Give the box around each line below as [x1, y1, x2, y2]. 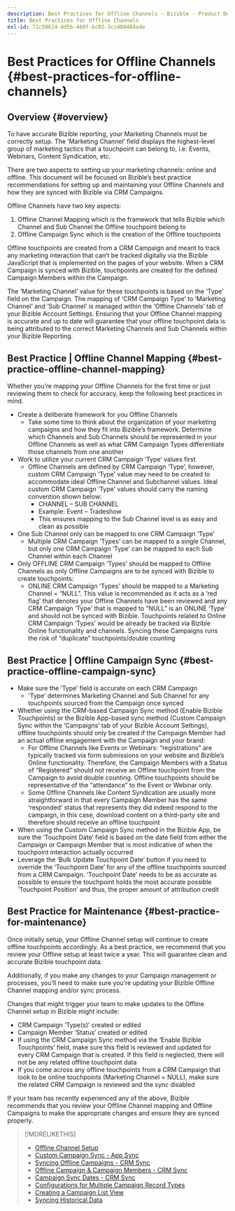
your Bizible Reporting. [7, 332, 73, 340]
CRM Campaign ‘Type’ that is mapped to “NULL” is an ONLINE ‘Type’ [27, 604, 226, 613]
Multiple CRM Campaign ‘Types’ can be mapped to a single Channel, [27, 537, 226, 546]
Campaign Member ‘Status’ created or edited [17, 1028, 148, 1036]
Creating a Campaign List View [34, 1188, 124, 1196]
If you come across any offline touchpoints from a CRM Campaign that [17, 1065, 221, 1073]
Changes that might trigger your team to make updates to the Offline [7, 999, 205, 1008]
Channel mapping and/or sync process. [7, 986, 121, 994]
